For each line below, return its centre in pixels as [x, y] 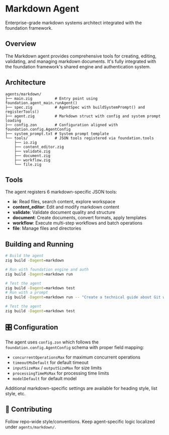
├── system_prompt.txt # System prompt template [57, 134]
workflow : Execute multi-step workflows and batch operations [77, 223]
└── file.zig [28, 164]
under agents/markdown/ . [31, 427]
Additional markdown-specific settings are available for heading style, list [81, 388]
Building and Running [39, 244]
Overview [21, 44]
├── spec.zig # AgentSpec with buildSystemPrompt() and [75, 107]
